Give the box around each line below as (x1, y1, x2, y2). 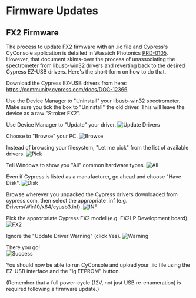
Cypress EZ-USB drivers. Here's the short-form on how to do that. (6, 68, 167, 75)
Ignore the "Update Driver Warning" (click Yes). (6, 233, 121, 239)
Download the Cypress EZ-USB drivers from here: (6, 80, 127, 87)
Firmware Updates (6, 4, 98, 18)
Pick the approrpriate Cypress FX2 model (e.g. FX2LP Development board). (6, 215, 190, 221)
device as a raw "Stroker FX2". (6, 110, 81, 117)
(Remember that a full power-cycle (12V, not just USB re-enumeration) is (6, 279, 181, 286)
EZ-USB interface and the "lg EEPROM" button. (6, 268, 121, 274)
